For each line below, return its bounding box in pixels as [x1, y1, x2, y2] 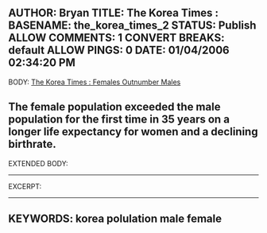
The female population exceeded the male [8, 100, 221, 114]
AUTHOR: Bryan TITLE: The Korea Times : [8, 6, 219, 20]
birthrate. [8, 138, 57, 151]
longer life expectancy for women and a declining [8, 125, 258, 138]
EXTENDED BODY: [8, 158, 69, 168]
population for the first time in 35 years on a [8, 113, 230, 126]
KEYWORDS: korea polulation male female [8, 212, 222, 226]
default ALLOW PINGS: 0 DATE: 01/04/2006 [8, 44, 230, 57]
